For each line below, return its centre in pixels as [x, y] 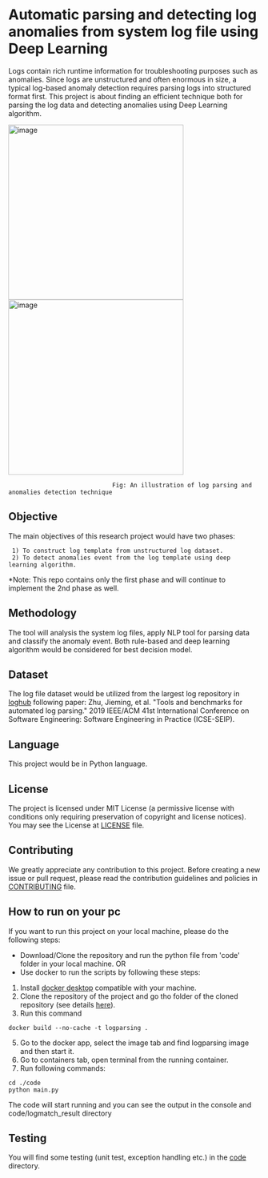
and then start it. [47, 1051]
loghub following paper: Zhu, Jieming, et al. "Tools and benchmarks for [125, 703]
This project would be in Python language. [78, 764]
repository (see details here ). [68, 1004]
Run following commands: [63, 1068]
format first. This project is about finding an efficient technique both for [126, 96]
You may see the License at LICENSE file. [76, 825]
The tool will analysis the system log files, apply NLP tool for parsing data [129, 632]
